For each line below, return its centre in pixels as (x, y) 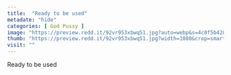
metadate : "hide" (32, 20)
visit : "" (21, 45)
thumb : (16, 39)
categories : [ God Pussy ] (46, 26)
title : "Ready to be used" (47, 13)
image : (16, 32)
